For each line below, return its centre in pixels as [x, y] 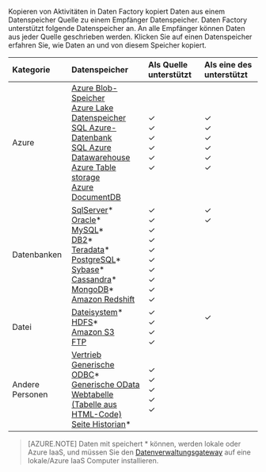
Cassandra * [94, 279]
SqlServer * [92, 210]
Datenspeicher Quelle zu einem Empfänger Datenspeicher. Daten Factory [128, 20]
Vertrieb [86, 355]
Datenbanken [37, 255]
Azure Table [93, 167]
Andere [26, 384]
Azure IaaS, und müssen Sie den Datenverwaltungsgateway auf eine [139, 452]
